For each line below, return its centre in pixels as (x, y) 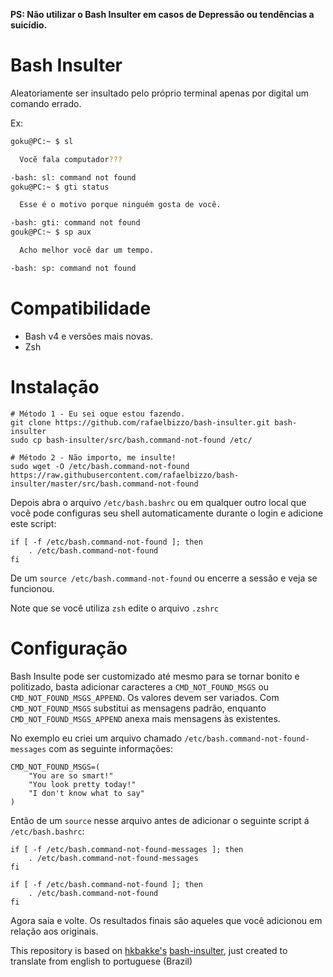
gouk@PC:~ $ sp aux (51, 232)
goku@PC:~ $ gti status (60, 187)
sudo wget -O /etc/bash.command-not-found (100, 466)
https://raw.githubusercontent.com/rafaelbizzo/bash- (125, 475)
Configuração (69, 648)
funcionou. (32, 588)
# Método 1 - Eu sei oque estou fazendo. (98, 414)
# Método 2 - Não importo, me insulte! (93, 457)
